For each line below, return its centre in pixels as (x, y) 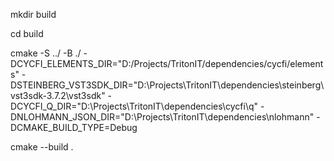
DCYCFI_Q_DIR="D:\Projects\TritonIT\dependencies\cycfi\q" (134, 106)
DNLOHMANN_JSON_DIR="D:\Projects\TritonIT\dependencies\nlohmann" (162, 117)
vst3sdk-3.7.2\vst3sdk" (58, 95)
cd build (27, 33)
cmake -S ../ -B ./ (46, 53)
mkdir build (33, 14)
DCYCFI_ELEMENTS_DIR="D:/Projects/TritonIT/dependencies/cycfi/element (167, 63)
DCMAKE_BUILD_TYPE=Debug (74, 127)
